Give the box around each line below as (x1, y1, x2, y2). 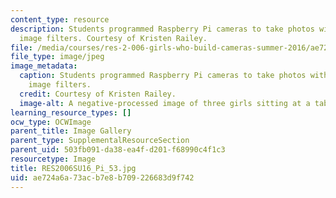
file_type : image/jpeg (10, 52, 105, 62)
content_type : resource (10, 14, 110, 25)
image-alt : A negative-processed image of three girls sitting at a (19, 98, 311, 108)
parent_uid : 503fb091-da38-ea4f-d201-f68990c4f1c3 (10, 145, 226, 155)
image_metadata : (10, 61, 78, 71)
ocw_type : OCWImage (10, 117, 92, 127)
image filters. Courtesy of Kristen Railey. (19, 33, 208, 43)
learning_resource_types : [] (10, 107, 132, 118)
